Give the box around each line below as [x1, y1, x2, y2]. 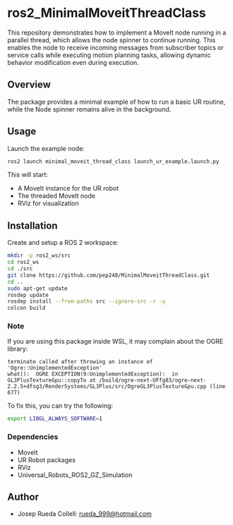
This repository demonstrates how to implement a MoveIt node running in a [7, 28, 227, 37]
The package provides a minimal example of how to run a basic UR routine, [7, 97, 226, 106]
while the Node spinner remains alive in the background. [7, 104, 172, 114]
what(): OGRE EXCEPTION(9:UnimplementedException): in [7, 370, 179, 378]
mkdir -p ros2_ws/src [7, 252, 71, 259]
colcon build [7, 305, 46, 312]
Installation [7, 219, 58, 231]
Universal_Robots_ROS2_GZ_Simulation [17, 471, 133, 479]
